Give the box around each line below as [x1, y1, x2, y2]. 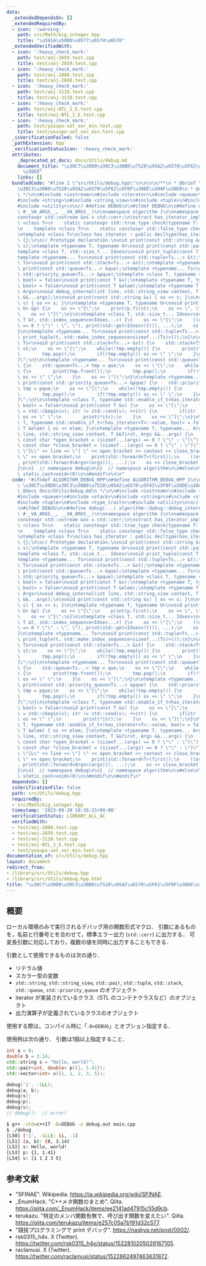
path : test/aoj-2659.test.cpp [17, 55, 95, 61]
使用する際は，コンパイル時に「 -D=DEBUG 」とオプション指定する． [6, 1022, 174, 1030]
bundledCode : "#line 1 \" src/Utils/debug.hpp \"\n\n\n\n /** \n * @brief [12, 180, 196, 186]
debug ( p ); [6, 1099, 32, 1105]
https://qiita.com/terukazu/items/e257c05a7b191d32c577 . [15, 1219, 161, 1226]
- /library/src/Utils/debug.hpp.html [6, 875, 103, 882]
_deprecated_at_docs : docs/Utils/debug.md [17, 157, 128, 163]
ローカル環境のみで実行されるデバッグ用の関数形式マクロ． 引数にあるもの [6, 923, 196, 930]
